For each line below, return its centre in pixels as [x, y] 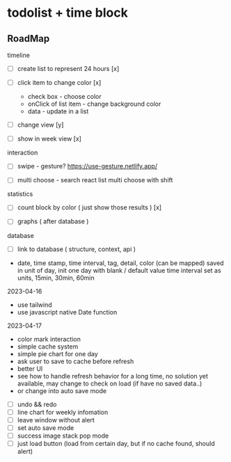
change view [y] [40, 125]
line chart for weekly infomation [63, 412]
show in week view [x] [49, 139]
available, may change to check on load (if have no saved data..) [110, 383]
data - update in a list [58, 111]
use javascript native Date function [67, 312]
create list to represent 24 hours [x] [68, 69]
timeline [18, 55]
